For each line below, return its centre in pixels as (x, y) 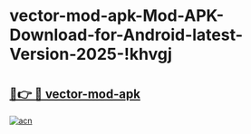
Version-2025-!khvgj (91, 54)
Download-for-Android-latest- (126, 35)
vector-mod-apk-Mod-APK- (117, 16)
